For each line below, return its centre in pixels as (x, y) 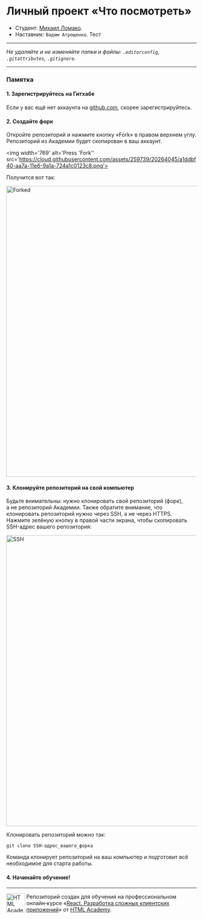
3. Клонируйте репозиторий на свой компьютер (70, 487)
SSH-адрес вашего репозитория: (49, 527)
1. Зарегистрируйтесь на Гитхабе (50, 94)
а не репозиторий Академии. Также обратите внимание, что (85, 507)
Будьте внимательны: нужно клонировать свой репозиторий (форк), (95, 501)
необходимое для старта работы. (50, 863)
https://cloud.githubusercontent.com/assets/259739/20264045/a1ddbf (108, 159)
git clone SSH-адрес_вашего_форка (50, 846)
